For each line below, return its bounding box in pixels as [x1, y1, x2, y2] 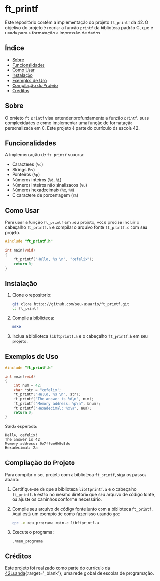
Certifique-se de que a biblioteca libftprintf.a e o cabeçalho [12, 486, 137, 492]
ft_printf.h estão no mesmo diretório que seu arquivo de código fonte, [12, 492, 156, 497]
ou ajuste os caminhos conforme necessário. [12, 496, 102, 502]
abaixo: [5, 477, 20, 483]
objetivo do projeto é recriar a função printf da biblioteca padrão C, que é [5, 24, 154, 30]
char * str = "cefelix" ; [14, 388, 62, 393]
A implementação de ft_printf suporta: [5, 152, 85, 158]
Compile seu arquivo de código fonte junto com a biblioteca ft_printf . [12, 506, 153, 512]
